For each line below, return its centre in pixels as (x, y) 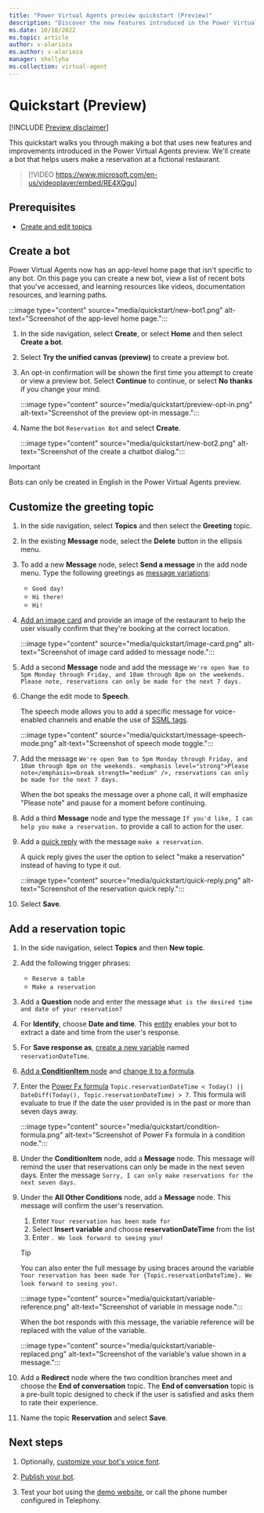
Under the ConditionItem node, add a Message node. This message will (137, 1158)
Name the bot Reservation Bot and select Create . (100, 428)
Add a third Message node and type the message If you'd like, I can (136, 818)
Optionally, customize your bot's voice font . (90, 1461)
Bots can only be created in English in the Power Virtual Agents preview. (125, 482)
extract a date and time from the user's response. (100, 1032)
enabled (33, 720)
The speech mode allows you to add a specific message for (117, 711)
